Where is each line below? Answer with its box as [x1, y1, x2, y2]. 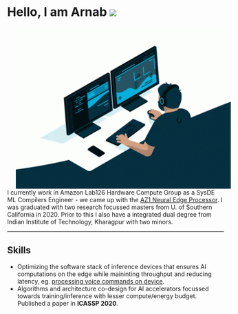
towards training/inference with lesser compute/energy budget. [17, 292, 197, 300]
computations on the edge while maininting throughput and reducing [17, 270, 212, 278]
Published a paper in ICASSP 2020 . [17, 300, 119, 308]
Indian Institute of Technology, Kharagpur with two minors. [7, 218, 173, 226]
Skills [7, 244, 31, 256]
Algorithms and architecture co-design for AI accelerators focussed [17, 284, 209, 293]
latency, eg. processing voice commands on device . [17, 277, 165, 286]
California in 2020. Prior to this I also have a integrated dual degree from [7, 210, 212, 219]
